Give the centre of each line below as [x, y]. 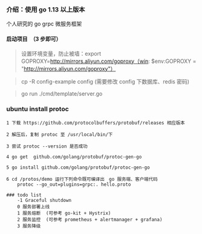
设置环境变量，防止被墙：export [61, 53]
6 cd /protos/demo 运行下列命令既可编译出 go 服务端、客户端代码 [82, 179]
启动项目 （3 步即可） [34, 39]
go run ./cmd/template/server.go [62, 93]
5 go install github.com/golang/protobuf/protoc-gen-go [78, 167]
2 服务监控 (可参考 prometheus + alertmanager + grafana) [90, 219]
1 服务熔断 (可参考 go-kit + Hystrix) [64, 213]
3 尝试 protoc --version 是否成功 [47, 146]
